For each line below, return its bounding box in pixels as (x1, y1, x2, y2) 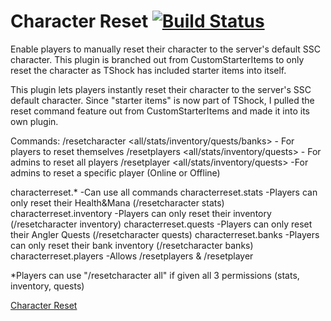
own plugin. (10, 115, 59, 127)
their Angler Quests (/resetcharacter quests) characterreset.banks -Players (10, 228, 320, 240)
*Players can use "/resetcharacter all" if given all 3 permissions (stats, (10, 269, 300, 281)
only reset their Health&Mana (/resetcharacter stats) (10, 196, 225, 209)
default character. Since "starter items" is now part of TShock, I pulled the (10, 94, 315, 106)
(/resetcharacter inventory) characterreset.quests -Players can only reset (10, 218, 313, 230)
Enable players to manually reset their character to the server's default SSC (10, 43, 321, 55)
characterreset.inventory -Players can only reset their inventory (10, 207, 272, 219)
